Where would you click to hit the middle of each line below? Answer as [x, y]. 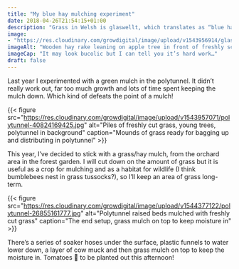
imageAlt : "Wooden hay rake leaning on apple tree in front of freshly [116, 47]
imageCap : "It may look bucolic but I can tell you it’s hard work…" [113, 54]
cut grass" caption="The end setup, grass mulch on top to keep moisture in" [119, 220]
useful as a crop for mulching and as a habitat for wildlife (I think [101, 169]
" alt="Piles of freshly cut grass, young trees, [150, 125]
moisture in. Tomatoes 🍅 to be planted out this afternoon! [91, 257]
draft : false [27, 61]
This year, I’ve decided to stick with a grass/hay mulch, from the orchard [113, 153]
